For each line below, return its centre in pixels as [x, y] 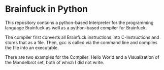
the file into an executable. [32, 47]
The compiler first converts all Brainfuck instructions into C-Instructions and [82, 37]
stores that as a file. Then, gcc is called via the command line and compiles [81, 42]
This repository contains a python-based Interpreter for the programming [79, 23]
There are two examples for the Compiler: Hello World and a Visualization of [82, 57]
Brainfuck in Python [47, 9]
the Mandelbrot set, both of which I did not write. [55, 62]
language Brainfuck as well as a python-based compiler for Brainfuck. [76, 27]
